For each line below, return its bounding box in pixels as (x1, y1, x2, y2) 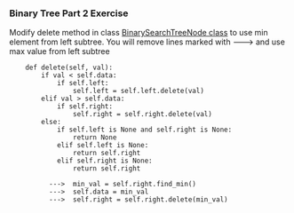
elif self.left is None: (56, 141, 149, 150)
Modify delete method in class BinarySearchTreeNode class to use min (9, 28, 268, 38)
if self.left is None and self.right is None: (56, 125, 233, 135)
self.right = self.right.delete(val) (72, 110, 213, 119)
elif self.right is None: (56, 156, 153, 166)
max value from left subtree (9, 46, 110, 57)
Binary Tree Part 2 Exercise (9, 7, 129, 20)
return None (72, 133, 117, 142)
